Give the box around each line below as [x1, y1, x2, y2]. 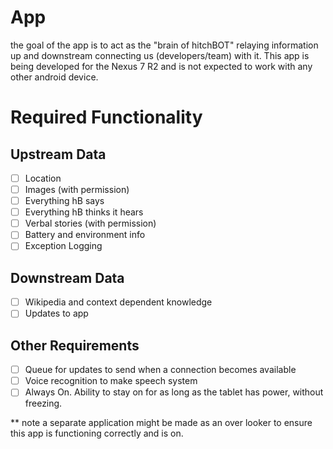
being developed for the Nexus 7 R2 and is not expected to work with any [10, 60, 313, 72]
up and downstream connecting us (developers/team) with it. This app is [10, 49, 310, 61]
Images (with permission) [24, 184, 130, 195]
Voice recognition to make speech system [24, 375, 198, 387]
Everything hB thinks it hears [24, 206, 144, 218]
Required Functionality [10, 106, 203, 129]
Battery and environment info [24, 229, 146, 241]
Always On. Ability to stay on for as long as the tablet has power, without [24, 386, 324, 398]
